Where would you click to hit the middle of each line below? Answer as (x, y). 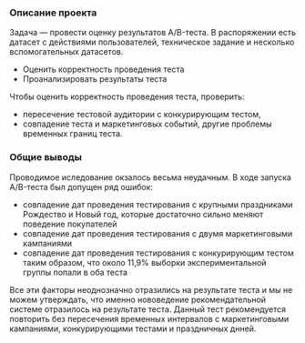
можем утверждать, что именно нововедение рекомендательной (138, 299)
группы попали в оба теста (75, 272)
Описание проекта (53, 13)
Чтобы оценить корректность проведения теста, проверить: (127, 96)
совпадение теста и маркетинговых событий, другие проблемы (147, 124)
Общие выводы (46, 157)
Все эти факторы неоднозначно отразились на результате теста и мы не (151, 289)
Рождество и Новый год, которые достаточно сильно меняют (143, 214)
